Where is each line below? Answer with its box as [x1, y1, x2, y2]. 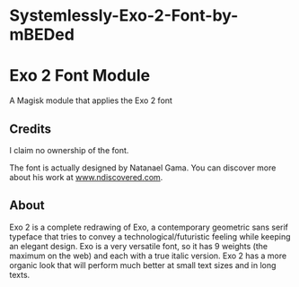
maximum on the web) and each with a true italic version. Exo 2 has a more [9, 250, 287, 261]
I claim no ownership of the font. [9, 144, 129, 155]
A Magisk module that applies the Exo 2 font [9, 95, 173, 106]
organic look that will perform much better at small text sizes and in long [9, 259, 277, 270]
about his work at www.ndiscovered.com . [9, 171, 163, 182]
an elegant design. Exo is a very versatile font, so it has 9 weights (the [9, 240, 268, 251]
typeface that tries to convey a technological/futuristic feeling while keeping [9, 230, 291, 242]
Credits [9, 121, 52, 136]
